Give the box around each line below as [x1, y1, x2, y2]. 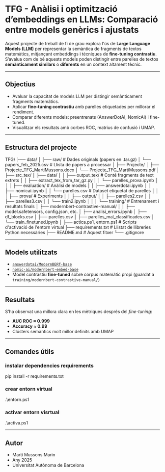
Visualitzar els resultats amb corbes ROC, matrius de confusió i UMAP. [12, 124, 156, 131]
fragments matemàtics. [12, 98, 59, 104]
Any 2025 [12, 457, 32, 463]
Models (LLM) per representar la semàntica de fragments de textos [5, 46, 141, 52]
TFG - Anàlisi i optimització [5, 3, 118, 15]
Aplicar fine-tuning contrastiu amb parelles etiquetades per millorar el [12, 104, 156, 109]
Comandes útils [5, 347, 55, 356]
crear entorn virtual [5, 385, 53, 392]
